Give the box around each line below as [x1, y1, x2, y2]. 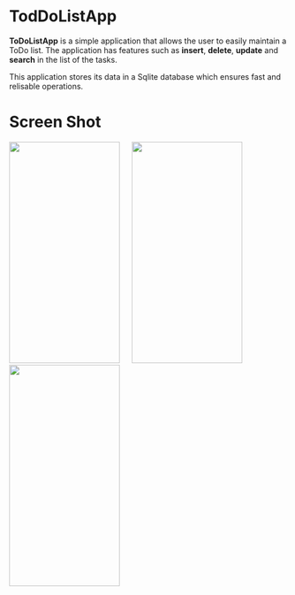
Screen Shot [9, 112, 102, 132]
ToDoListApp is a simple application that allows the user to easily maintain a [9, 35, 287, 46]
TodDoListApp [9, 6, 117, 27]
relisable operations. [9, 81, 84, 91]
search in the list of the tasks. [9, 54, 117, 65]
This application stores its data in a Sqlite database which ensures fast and [9, 71, 281, 81]
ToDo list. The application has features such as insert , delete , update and [9, 44, 279, 55]
